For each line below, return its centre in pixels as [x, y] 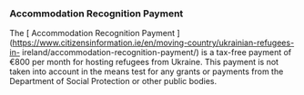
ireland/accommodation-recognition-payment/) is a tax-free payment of [157, 52]
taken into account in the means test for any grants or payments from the [147, 71]
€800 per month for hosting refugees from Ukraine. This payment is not [144, 62]
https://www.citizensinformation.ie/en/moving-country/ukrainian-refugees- [153, 43]
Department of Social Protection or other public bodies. [113, 81]
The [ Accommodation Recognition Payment [92, 33]
